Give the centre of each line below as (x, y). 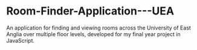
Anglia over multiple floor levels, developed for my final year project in (93, 34)
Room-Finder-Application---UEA (90, 11)
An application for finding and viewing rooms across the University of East (99, 28)
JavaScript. (21, 40)
